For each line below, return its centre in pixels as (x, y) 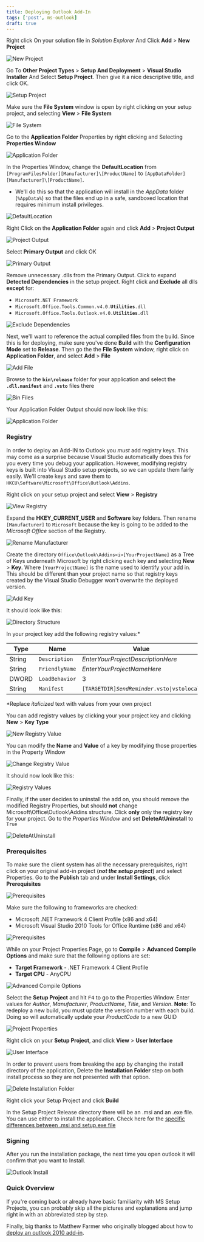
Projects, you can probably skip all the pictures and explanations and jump (99, 1208)
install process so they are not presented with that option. (78, 1077)
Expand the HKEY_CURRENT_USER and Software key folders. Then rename (101, 518)
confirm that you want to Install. (46, 1161)
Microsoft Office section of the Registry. (56, 531)
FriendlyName (57, 669)
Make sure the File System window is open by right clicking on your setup (99, 107)
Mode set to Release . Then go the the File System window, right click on (98, 350)
